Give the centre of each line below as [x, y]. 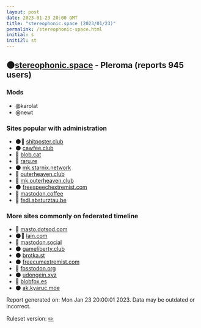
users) [19, 75]
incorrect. [19, 307]
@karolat [27, 105]
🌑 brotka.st [30, 256]
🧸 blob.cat [28, 154]
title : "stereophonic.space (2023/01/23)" [61, 23]
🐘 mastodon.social [38, 242]
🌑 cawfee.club [34, 148]
